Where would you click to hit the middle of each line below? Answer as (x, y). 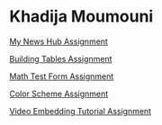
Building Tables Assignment (61, 58)
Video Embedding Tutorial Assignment (80, 111)
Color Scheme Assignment (59, 94)
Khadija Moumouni (81, 17)
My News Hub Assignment (58, 41)
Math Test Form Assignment (62, 76)
